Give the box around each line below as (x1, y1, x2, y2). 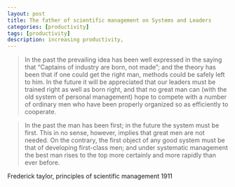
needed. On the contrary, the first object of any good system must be (24, 136, 226, 144)
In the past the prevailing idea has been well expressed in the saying (24, 55, 222, 64)
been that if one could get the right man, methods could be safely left (24, 71, 225, 79)
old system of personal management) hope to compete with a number (24, 92, 227, 102)
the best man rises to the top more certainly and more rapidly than (24, 151, 216, 160)
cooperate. (24, 108, 57, 116)
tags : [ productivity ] (7, 29, 71, 37)
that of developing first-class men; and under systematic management (24, 144, 228, 152)
